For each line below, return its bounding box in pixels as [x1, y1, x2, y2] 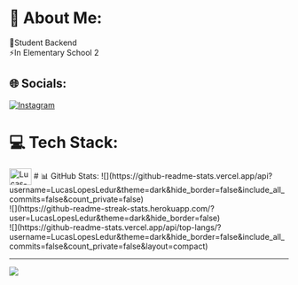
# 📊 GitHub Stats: [33, 170, 99, 181]
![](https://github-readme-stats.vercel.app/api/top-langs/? [9, 221, 222, 233]
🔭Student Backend [9, 37, 77, 48]
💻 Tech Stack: [9, 132, 119, 152]
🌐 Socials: [9, 76, 67, 91]
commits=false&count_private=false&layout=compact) [9, 241, 208, 251]
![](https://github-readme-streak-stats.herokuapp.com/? [9, 203, 215, 213]
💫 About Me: [9, 8, 103, 28]
